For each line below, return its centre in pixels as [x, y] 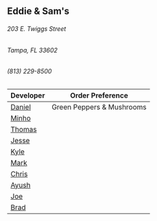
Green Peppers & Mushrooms [99, 107]
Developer [28, 95]
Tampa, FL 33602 [33, 50]
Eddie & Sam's [38, 11]
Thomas [24, 129]
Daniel [21, 107]
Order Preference [99, 95]
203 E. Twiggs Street [37, 28]
